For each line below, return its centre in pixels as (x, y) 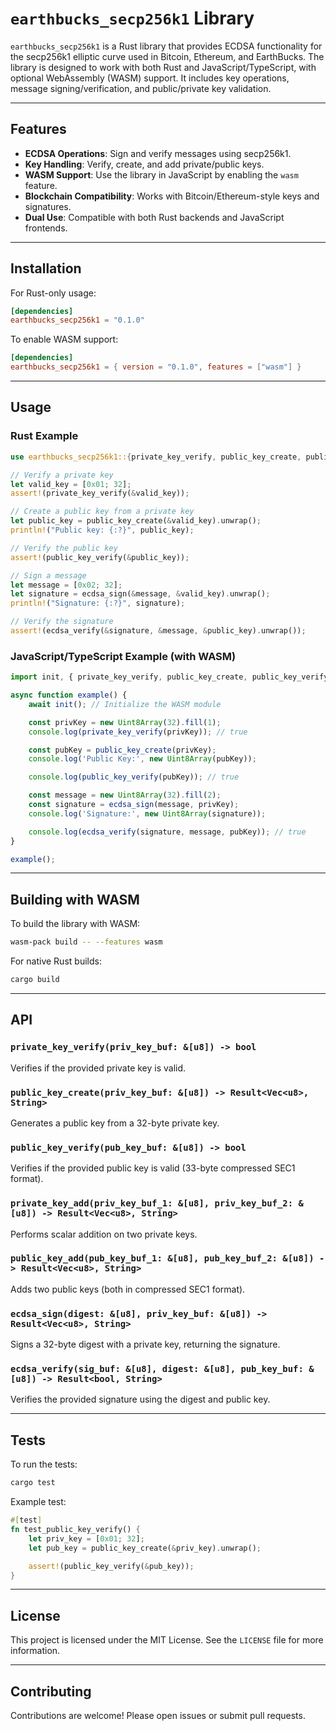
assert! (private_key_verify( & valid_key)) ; (100, 493)
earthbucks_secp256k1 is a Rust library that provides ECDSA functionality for (166, 46)
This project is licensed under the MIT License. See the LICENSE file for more (167, 1640)
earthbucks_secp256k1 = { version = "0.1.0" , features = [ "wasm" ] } (156, 367)
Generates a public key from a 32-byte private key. (115, 1123)
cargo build (35, 980)
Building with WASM (75, 899)
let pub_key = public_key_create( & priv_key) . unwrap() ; (145, 1548)
